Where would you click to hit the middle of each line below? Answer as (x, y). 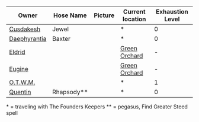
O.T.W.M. (22, 82)
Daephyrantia (28, 39)
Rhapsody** (70, 92)
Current (134, 12)
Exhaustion (172, 12)
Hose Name (70, 15)
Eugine (19, 69)
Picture (104, 15)
